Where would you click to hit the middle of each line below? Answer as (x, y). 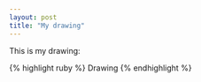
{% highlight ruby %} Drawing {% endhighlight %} (100, 68)
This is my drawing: (45, 50)
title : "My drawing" (47, 26)
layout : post (33, 17)
